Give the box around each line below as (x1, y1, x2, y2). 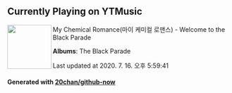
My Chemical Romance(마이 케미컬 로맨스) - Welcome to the (52, 25, 226, 34)
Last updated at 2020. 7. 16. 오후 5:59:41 (52, 61, 169, 70)
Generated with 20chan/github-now (7, 77, 116, 87)
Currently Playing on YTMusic (7, 6, 142, 18)
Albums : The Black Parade (52, 46, 131, 55)
